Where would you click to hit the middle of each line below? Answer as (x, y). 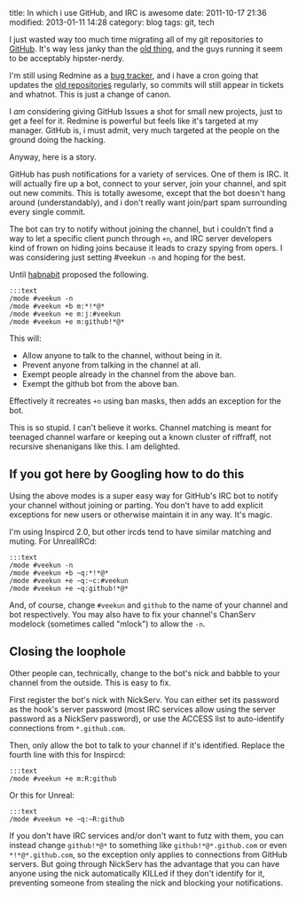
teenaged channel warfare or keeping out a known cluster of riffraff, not (141, 437)
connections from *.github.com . (67, 728)
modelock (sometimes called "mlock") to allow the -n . (107, 624)
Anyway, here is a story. (53, 157)
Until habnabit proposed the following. (79, 275)
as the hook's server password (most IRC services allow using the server (143, 709)
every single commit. (47, 212)
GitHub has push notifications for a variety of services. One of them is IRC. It (149, 174)
